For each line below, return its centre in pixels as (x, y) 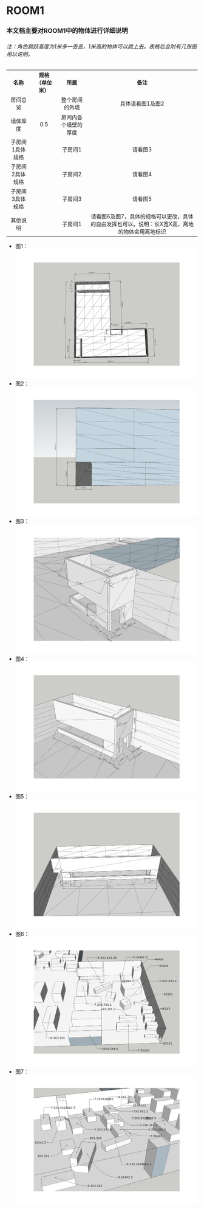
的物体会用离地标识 (142, 231)
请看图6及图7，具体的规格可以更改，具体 (142, 216)
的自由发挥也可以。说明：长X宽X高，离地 (142, 224)
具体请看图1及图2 (142, 103)
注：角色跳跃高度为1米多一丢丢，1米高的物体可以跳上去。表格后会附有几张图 (102, 46)
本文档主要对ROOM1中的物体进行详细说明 (67, 31)
